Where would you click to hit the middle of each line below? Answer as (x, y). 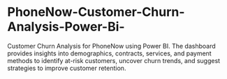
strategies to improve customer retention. (67, 68)
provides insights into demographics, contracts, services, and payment (109, 53)
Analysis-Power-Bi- (66, 27)
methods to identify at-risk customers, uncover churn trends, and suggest (114, 60)
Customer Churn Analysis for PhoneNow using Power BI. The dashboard (111, 46)
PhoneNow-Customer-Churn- (96, 12)
